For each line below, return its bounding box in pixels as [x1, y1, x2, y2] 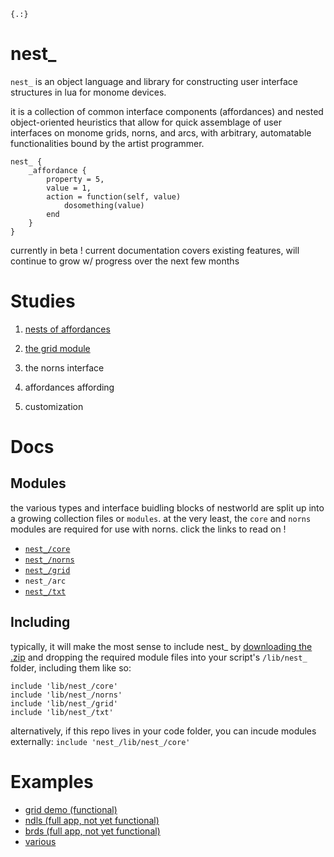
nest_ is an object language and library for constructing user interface [10, 75, 299, 87]
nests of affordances [24, 323, 111, 335]
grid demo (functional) [24, 803, 118, 815]
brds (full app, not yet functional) [24, 825, 161, 837]
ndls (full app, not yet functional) [24, 814, 160, 826]
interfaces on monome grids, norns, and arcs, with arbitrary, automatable [10, 126, 312, 139]
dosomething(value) [63, 200, 145, 210]
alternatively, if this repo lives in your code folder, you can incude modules [10, 725, 317, 737]
